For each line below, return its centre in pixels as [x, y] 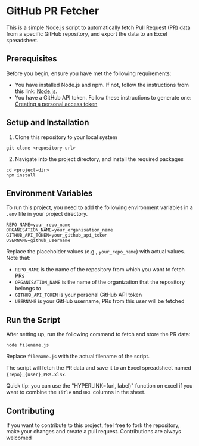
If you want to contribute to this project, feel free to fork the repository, [93, 425]
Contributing [30, 411]
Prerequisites [32, 59]
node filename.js [28, 345]
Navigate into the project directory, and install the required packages [99, 159]
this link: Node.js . [36, 91]
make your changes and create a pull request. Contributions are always [94, 431]
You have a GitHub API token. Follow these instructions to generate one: [103, 97]
